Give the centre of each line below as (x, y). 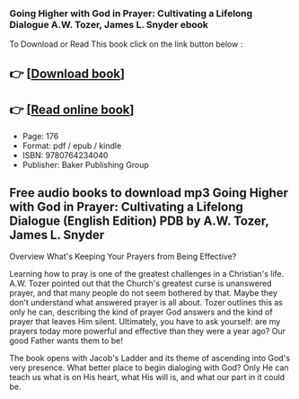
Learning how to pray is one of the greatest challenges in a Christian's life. (147, 274)
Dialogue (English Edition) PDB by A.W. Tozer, (139, 221)
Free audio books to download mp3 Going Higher (149, 193)
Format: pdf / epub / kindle (72, 146)
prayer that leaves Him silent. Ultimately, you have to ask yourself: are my (145, 322)
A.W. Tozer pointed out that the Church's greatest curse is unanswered (141, 284)
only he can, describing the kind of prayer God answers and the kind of (141, 312)
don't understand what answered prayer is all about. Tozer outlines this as (146, 303)
